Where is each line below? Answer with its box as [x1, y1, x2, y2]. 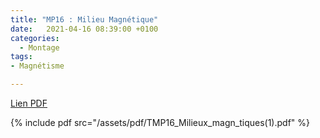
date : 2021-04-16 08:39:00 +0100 [10, 24, 159, 34]
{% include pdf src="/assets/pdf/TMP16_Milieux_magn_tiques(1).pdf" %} [10, 117, 310, 128]
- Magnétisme [10, 61, 65, 71]
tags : [10, 52, 33, 62]
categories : [10, 33, 60, 43]
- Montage [19, 42, 60, 53]
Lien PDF [10, 97, 48, 109]
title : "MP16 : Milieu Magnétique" [10, 14, 159, 25]
